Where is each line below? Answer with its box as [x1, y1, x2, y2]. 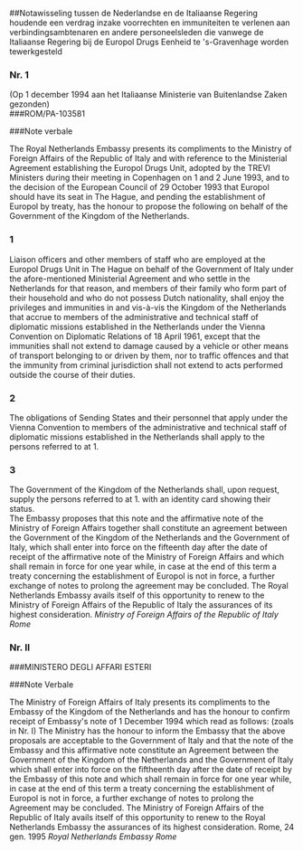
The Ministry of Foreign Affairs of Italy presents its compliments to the [9, 696, 270, 708]
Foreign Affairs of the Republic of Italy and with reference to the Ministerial [9, 153, 288, 164]
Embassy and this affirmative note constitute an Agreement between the [9, 745, 279, 756]
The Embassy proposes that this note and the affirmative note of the [9, 513, 264, 524]
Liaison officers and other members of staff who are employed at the [9, 253, 266, 265]
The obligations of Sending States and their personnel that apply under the [9, 411, 288, 423]
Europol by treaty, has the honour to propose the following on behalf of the [9, 201, 289, 212]
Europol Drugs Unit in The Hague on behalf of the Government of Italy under [9, 263, 294, 274]
